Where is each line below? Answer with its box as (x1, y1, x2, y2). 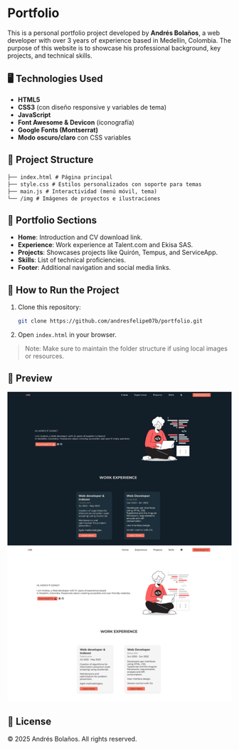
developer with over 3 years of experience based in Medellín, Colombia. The (7, 36, 231, 44)
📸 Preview (7, 373, 53, 385)
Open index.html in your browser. (17, 330, 117, 339)
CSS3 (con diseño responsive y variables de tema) (17, 103, 167, 111)
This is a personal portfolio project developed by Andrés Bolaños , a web (7, 28, 221, 37)
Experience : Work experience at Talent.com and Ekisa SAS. (17, 241, 193, 249)
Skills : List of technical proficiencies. (17, 256, 127, 264)
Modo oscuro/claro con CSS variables (17, 133, 132, 142)
